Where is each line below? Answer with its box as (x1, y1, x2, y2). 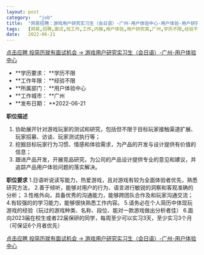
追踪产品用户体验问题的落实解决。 (15, 163, 101, 171)
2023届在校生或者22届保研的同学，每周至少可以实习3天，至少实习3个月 (11, 214, 192, 222)
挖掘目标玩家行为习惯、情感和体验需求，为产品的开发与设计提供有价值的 (15, 141, 196, 148)
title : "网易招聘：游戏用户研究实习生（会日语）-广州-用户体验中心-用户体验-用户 (6, 20, 191, 26)
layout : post (6, 8, 39, 15)
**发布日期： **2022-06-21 (15, 100, 86, 107)
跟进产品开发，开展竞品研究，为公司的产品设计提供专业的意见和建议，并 (15, 156, 196, 163)
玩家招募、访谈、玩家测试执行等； (15, 133, 101, 140)
